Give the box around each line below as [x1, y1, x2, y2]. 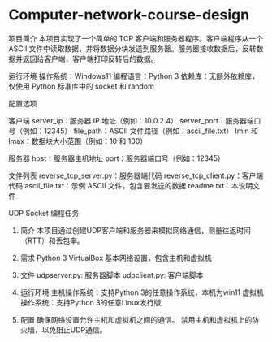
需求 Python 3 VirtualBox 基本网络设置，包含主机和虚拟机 [19, 253, 213, 262]
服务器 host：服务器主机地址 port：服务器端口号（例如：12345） [8, 153, 225, 163]
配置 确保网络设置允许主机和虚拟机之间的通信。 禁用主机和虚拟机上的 [19, 314, 253, 324]
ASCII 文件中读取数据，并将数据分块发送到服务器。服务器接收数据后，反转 [8, 43, 257, 54]
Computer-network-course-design [8, 6, 250, 24]
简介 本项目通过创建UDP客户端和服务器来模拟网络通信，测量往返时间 [19, 225, 252, 235]
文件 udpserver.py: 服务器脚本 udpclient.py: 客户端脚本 [19, 270, 204, 279]
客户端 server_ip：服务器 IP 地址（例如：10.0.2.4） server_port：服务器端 [8, 115, 254, 125]
